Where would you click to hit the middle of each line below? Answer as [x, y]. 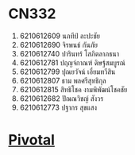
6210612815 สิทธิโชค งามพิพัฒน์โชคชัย [73, 89]
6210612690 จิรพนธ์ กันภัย [58, 45]
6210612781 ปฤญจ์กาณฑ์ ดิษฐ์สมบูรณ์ [72, 62]
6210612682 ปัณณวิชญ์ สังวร [62, 98]
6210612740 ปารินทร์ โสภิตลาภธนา [69, 53]
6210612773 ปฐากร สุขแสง [58, 107]
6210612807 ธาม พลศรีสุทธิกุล [63, 80]
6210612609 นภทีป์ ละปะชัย [60, 36]
